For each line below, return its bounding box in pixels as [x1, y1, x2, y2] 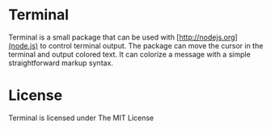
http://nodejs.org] [179, 32, 238, 42]
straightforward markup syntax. [8, 58, 113, 68]
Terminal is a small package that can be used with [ [8, 32, 180, 42]
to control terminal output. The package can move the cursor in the [40, 40, 264, 50]
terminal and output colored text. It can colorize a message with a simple [8, 49, 251, 59]
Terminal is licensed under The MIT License [8, 113, 155, 123]
